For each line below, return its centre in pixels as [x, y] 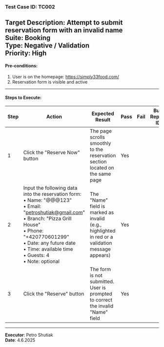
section [98, 162]
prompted [101, 294]
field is [97, 206]
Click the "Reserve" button [54, 294]
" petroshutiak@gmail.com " [54, 212]
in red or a [101, 237]
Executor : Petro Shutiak [29, 335]
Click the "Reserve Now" [51, 152]
